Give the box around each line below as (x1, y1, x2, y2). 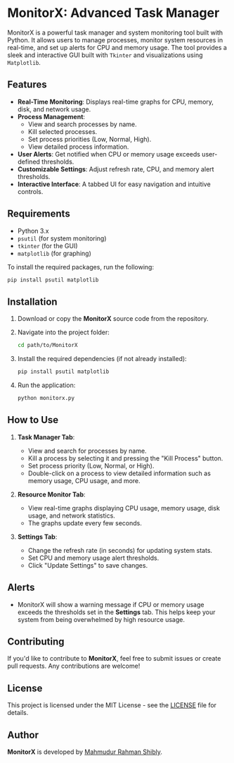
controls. (17, 187, 44, 195)
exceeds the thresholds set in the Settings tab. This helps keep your (17, 608, 216, 616)
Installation (7, 295, 58, 307)
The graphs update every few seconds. (27, 518, 142, 527)
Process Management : (17, 112, 86, 121)
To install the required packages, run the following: (7, 262, 155, 271)
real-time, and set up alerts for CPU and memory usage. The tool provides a (7, 43, 227, 51)
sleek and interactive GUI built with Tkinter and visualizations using (7, 51, 203, 59)
